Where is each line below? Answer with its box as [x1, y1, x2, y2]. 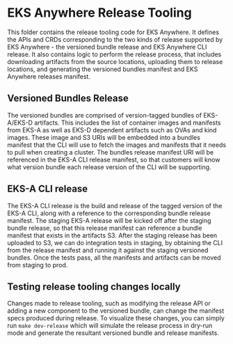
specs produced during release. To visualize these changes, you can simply [7, 314, 225, 322]
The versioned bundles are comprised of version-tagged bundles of [7, 111, 202, 119]
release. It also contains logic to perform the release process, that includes [7, 50, 222, 58]
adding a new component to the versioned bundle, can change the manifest [7, 306, 225, 315]
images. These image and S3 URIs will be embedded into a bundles [7, 133, 200, 141]
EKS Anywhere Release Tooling [7, 5, 193, 21]
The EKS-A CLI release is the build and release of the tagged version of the [7, 201, 223, 210]
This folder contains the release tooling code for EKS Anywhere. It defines [7, 28, 220, 36]
